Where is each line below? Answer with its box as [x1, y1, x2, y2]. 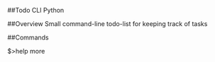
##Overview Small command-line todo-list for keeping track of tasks [7, 20, 208, 27]
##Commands [7, 33, 49, 42]
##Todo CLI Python [7, 6, 65, 14]
